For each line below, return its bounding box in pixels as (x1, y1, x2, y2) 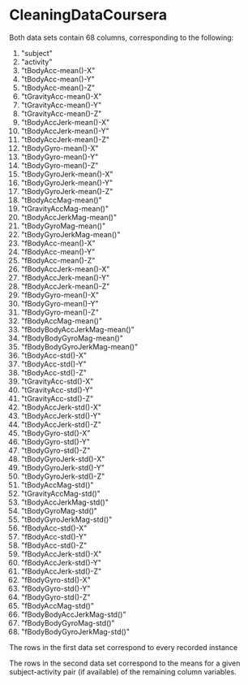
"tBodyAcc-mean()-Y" (20, 74, 96, 84)
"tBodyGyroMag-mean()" (20, 221, 106, 231)
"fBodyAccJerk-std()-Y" (20, 557, 102, 567)
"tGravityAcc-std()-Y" (20, 384, 94, 395)
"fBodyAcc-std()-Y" (20, 531, 88, 541)
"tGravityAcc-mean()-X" (20, 91, 102, 101)
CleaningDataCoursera (9, 6, 168, 24)
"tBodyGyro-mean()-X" (20, 143, 100, 153)
